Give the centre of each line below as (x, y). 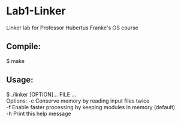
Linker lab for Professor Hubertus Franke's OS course (73, 28)
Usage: (20, 80)
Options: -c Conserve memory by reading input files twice (78, 101)
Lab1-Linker (36, 11)
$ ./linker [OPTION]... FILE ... (41, 94)
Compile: (23, 46)
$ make (16, 61)
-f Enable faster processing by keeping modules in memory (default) (91, 107)
